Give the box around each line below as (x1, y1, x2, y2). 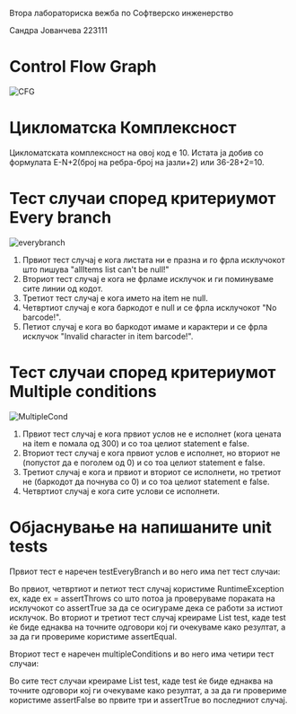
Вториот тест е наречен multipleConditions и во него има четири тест (9, 648, 274, 659)
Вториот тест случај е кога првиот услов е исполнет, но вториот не (22, 447, 281, 458)
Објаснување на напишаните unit (9, 516, 272, 537)
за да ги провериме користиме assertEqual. (9, 630, 178, 641)
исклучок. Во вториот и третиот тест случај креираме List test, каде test (9, 612, 287, 622)
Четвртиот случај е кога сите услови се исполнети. (22, 485, 220, 497)
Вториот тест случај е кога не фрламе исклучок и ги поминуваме (22, 273, 274, 284)
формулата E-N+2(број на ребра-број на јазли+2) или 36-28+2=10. (9, 156, 265, 167)
